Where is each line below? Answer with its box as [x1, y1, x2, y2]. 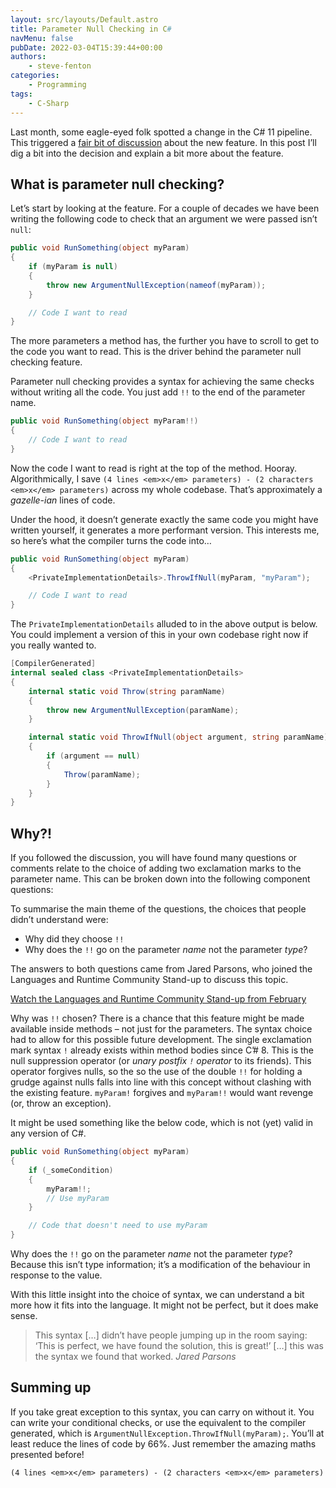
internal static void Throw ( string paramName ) [28, 686, 226, 696]
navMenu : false [10, 33, 74, 43]
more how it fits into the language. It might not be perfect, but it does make [10, 1299, 319, 1311]
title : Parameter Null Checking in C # [10, 24, 172, 34]
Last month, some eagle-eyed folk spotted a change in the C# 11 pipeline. [10, 126, 313, 138]
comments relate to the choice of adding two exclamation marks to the [10, 862, 302, 875]
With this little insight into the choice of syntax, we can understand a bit [10, 1289, 305, 1300]
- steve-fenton [28, 61, 92, 71]
